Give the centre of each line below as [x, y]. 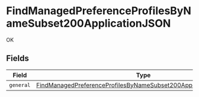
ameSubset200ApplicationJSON [89, 23]
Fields [18, 58]
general [20, 85]
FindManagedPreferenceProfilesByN [99, 11]
